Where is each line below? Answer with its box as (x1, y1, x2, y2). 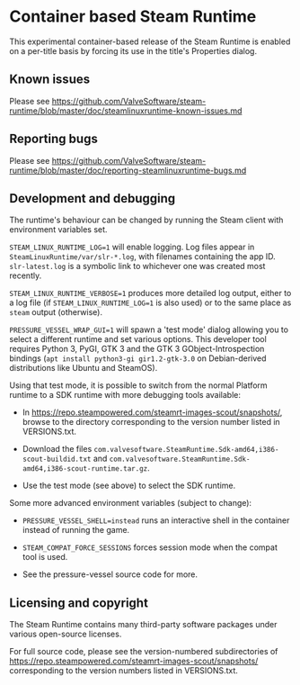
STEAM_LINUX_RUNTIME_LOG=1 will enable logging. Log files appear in (9, 241, 255, 253)
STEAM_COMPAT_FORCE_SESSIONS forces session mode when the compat (22, 542, 278, 553)
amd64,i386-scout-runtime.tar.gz (22, 464, 148, 473)
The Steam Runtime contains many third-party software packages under (9, 619, 278, 630)
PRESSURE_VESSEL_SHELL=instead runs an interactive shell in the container (22, 515, 290, 526)
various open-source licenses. (9, 628, 122, 640)
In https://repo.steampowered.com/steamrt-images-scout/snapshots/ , (22, 407, 283, 418)
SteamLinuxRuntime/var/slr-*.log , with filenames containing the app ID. (9, 251, 276, 262)
